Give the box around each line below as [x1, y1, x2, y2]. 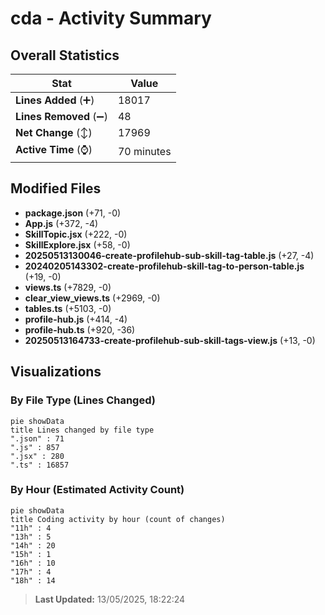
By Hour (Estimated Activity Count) [10, 483, 185, 497]
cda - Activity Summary [10, 7, 212, 30]
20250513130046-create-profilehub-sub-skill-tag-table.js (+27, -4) [24, 249, 315, 261]
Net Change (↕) [15, 126, 93, 139]
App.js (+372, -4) [24, 217, 99, 229]
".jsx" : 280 [10, 451, 65, 461]
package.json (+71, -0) [24, 207, 122, 219]
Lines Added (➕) [15, 93, 95, 107]
